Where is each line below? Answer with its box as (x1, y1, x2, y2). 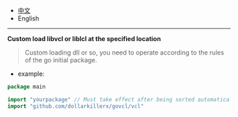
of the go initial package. (24, 56, 98, 64)
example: (17, 69, 45, 78)
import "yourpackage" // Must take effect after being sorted (7, 96, 195, 103)
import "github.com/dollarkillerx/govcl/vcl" (7, 102, 144, 110)
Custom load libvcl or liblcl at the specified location (7, 35, 161, 43)
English (17, 14, 40, 23)
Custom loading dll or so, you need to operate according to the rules (24, 48, 225, 57)
